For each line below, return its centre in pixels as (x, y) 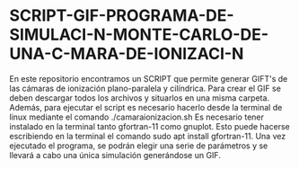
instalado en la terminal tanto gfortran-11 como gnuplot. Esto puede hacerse (149, 126)
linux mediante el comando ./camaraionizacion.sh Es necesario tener (137, 117)
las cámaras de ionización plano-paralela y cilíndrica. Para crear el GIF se (145, 88)
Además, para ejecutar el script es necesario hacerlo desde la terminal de (146, 107)
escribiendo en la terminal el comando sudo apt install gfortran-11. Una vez (148, 136)
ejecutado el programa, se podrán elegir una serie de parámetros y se (139, 146)
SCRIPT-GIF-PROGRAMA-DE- (122, 16)
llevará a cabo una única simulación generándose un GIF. (115, 155)
